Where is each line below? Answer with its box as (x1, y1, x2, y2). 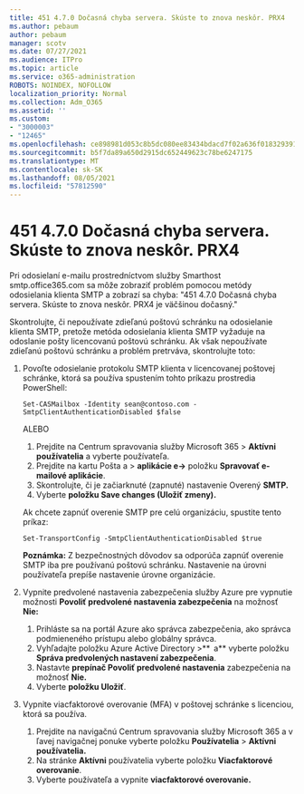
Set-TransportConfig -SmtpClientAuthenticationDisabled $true (22, 534, 262, 544)
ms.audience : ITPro (9, 55, 83, 64)
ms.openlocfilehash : (9, 140, 88, 149)
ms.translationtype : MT (9, 156, 100, 166)
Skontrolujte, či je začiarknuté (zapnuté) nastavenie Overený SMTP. (35, 479, 290, 490)
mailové (35, 470, 67, 481)
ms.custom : (9, 114, 51, 123)
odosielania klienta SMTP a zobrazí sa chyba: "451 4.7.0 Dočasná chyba (9, 289, 278, 300)
